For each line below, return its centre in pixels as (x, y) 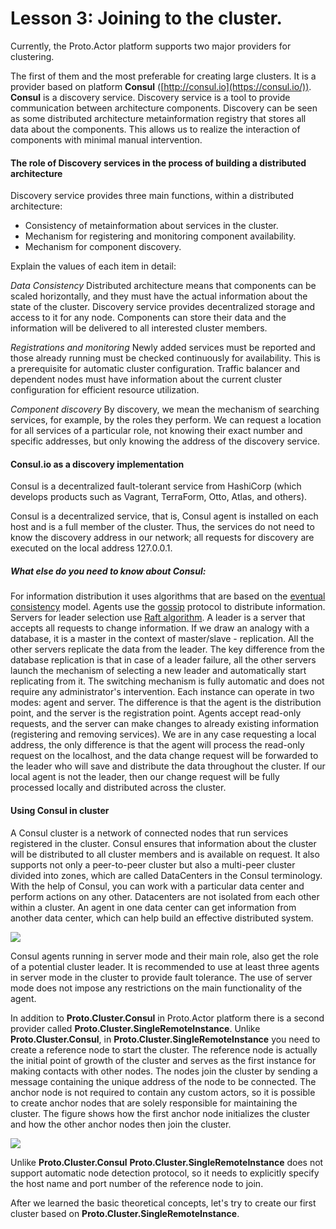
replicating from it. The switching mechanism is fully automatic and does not (167, 681)
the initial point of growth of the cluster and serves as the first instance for (163, 1060)
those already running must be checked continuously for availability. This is (165, 358)
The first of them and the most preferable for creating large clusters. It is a (163, 76)
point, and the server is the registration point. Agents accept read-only (156, 713)
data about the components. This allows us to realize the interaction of (155, 129)
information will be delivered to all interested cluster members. (139, 328)
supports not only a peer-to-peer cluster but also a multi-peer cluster (153, 864)
